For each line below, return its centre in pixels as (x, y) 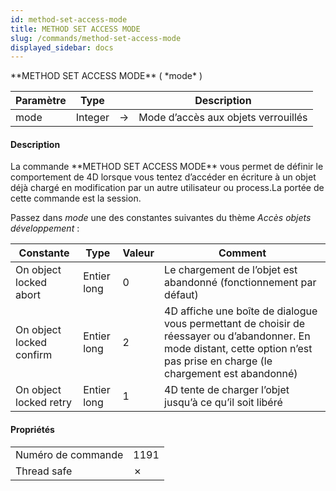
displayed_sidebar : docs (62, 47)
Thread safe (44, 471)
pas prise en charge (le (218, 361)
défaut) (181, 295)
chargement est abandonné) (231, 374)
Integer (92, 118)
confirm (34, 355)
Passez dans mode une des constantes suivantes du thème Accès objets (161, 218)
